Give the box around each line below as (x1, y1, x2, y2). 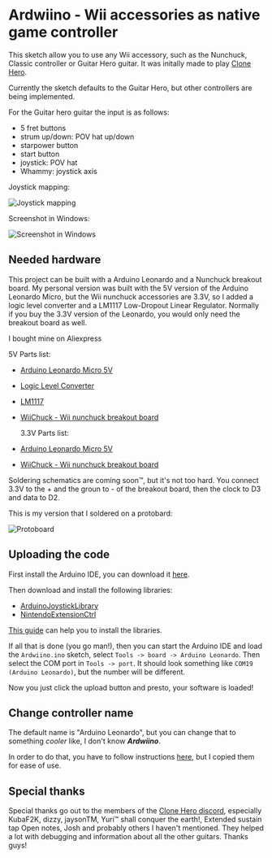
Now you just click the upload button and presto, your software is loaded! (8, 682, 254, 692)
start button (19, 149, 60, 159)
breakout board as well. (8, 317, 88, 327)
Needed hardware (8, 253, 101, 267)
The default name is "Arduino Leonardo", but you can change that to (8, 728, 237, 738)
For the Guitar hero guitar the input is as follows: (8, 107, 170, 117)
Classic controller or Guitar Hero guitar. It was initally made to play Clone (8, 59, 252, 68)
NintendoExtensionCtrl (19, 609, 97, 619)
